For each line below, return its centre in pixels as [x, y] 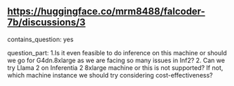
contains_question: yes [40, 39]
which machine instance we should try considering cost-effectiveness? [110, 75]
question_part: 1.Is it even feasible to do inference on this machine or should [117, 52]
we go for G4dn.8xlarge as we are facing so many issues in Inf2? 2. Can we [116, 60]
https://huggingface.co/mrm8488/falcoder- [106, 12]
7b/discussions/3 [47, 23]
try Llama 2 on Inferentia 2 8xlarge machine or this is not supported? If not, [115, 67]
